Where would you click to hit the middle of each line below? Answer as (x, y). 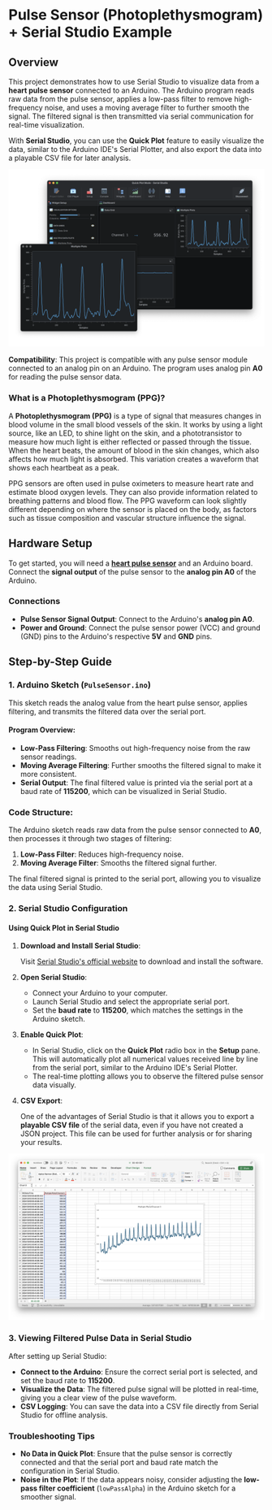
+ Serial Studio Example (91, 32)
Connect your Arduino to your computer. (100, 993)
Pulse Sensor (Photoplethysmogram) (136, 15)
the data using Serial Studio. (56, 887)
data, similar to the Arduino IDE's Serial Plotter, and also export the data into (135, 149)
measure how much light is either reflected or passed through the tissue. (130, 441)
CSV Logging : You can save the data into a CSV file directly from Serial (139, 1406)
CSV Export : (41, 1101)
